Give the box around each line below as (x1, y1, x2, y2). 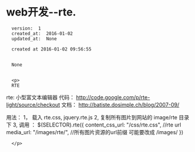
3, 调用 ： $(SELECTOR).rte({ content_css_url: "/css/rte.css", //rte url (12, 121, 181, 128)
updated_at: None (11, 36, 58, 42)
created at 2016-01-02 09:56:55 (11, 46, 92, 52)
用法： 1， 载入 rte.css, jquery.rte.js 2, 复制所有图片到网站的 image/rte (6, 113, 178, 121)
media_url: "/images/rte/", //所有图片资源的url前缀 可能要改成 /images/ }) (6, 128, 184, 135)
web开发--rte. (6, 5, 76, 19)
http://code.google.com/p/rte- (76, 93, 150, 101)
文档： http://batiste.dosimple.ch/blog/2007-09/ (61, 101, 180, 108)
